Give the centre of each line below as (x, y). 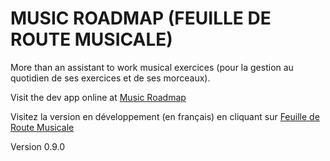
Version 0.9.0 (38, 146)
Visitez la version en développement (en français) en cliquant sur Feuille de (165, 116)
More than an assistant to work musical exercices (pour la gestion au (152, 67)
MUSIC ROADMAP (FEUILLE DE (141, 18)
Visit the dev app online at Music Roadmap (98, 97)
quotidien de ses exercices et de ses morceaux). (110, 78)
